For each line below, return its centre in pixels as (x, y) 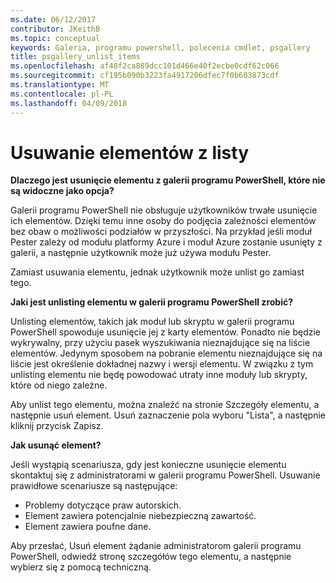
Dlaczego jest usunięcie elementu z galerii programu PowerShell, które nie (168, 180)
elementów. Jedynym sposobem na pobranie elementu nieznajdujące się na (166, 353)
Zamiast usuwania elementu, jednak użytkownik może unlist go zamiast (157, 272)
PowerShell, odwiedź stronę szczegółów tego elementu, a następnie (151, 557)
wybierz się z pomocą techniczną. (81, 567)
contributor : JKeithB (55, 29)
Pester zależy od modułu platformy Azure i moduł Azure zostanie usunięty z (166, 242)
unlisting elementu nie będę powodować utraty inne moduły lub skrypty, (159, 375)
